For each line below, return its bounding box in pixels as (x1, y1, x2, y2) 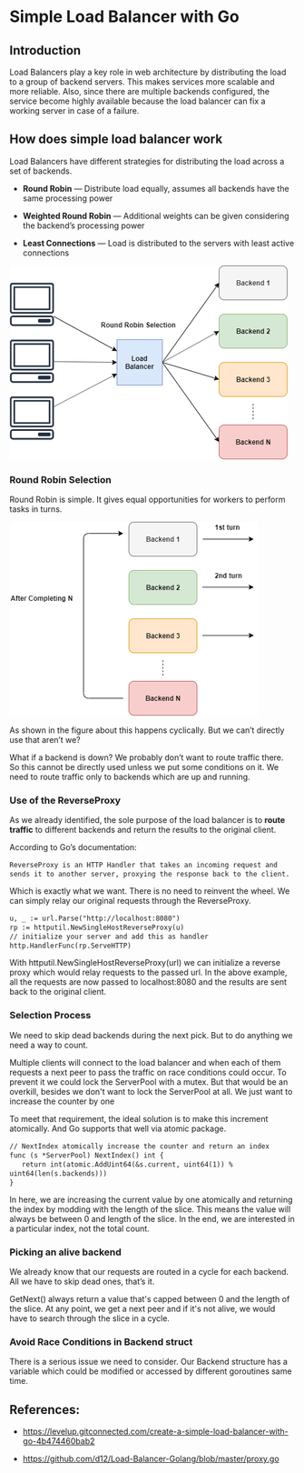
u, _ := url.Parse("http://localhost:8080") (9, 914, 181, 924)
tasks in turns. (9, 504, 63, 515)
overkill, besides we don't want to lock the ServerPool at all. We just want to (9, 1086, 293, 1097)
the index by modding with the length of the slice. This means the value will (9, 1203, 291, 1215)
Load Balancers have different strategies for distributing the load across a (9, 155, 285, 166)
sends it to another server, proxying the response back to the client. (9, 870, 290, 879)
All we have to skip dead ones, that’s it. (9, 1276, 155, 1287)
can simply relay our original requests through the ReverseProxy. (9, 896, 251, 907)
